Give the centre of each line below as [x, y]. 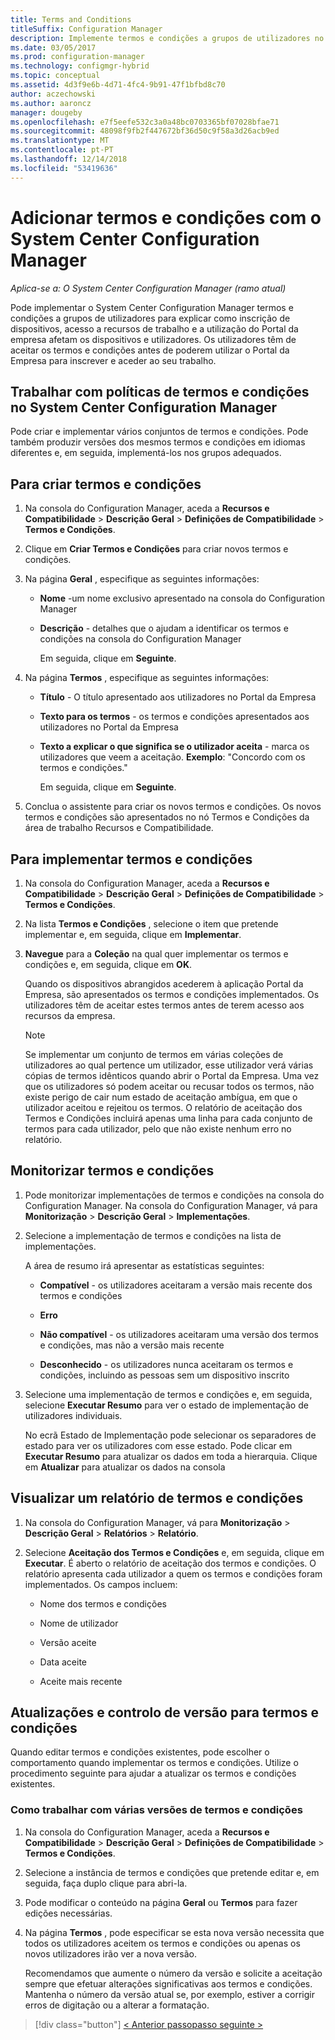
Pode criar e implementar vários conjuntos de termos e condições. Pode [159, 432]
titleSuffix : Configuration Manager [86, 29]
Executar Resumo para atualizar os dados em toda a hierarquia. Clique [171, 1456]
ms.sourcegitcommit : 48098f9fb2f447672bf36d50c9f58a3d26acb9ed [145, 131]
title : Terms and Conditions [71, 19]
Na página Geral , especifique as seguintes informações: [142, 579]
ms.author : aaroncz [51, 103]
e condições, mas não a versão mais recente [132, 1345]
